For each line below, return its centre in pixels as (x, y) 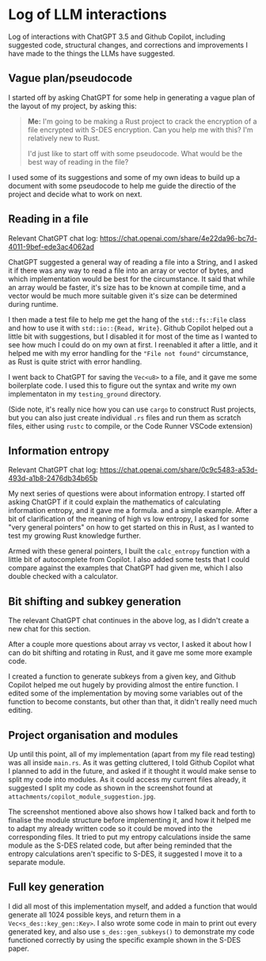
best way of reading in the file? (78, 162)
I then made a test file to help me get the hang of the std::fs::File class (127, 320)
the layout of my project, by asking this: (72, 105)
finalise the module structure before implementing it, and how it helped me (130, 820)
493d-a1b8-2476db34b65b (53, 478)
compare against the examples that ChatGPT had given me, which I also (125, 568)
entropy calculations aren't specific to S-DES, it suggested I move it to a (125, 854)
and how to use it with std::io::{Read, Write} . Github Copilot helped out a (131, 327)
